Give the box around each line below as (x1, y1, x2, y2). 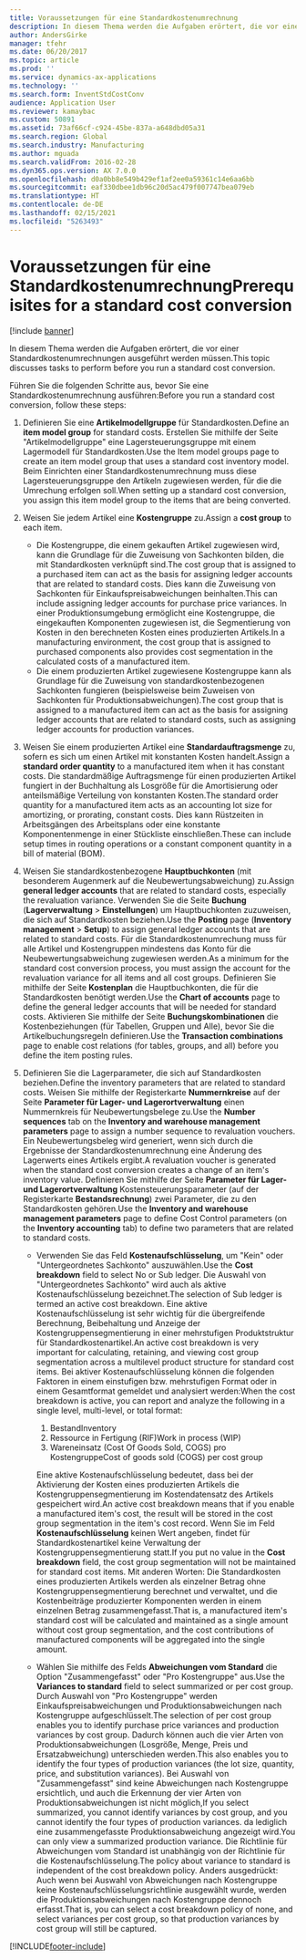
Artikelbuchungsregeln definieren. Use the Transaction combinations (22, 1030, 284, 1041)
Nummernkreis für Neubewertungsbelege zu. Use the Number (22, 1105, 256, 1117)
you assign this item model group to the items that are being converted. (22, 494, 291, 505)
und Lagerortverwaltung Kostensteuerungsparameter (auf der (22, 1183, 260, 1195)
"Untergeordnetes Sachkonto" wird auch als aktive (36, 1279, 227, 1290)
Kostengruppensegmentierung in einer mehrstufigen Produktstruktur (36, 1327, 294, 1338)
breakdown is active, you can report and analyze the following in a (36, 1395, 285, 1405)
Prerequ (231, 275, 294, 296)
